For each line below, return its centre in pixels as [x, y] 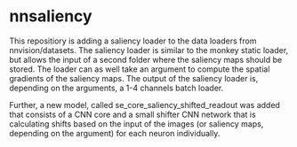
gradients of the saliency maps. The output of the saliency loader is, [134, 78]
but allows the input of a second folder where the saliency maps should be [146, 59]
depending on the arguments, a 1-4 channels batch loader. [116, 88]
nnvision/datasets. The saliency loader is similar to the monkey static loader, [149, 50]
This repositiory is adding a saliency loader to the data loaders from [133, 41]
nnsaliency [51, 16]
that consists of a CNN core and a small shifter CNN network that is [132, 114]
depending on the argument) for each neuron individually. [115, 133]
